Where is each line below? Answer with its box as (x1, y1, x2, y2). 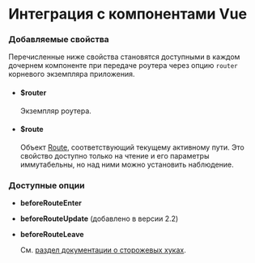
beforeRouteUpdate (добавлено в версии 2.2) (19, 214, 179, 223)
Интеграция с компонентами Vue (8, 5, 248, 23)
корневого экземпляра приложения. (8, 70, 135, 79)
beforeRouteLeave (19, 230, 84, 240)
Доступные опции (8, 180, 85, 191)
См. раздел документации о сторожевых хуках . (19, 245, 186, 255)
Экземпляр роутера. (19, 106, 91, 116)
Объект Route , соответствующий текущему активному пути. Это (19, 142, 244, 152)
